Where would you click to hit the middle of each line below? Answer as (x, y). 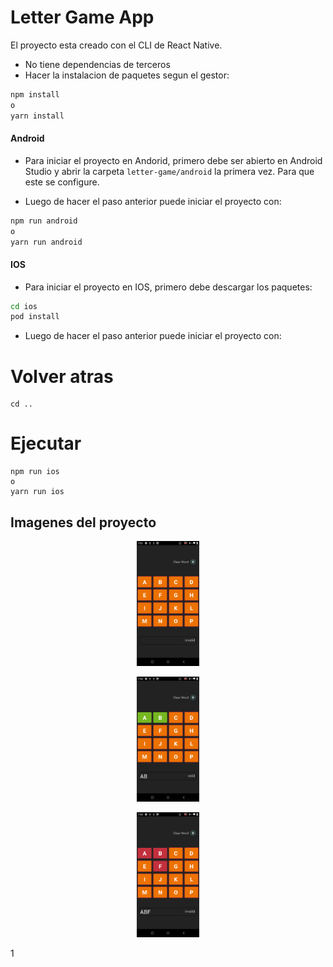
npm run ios (35, 472)
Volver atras (62, 376)
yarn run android (46, 242)
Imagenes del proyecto (83, 522)
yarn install (37, 116)
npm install (35, 94)
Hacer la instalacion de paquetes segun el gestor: (127, 75)
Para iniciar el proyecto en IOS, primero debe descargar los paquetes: (168, 287)
